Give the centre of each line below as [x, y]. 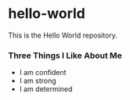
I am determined [46, 89]
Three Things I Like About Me [65, 55]
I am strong [38, 81]
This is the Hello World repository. [63, 35]
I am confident [43, 73]
